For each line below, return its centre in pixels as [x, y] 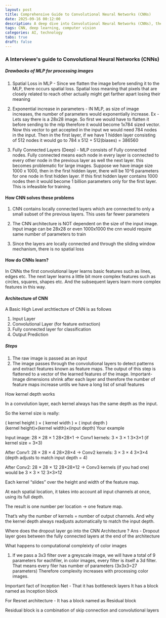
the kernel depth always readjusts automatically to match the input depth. [80, 521]
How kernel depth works [30, 394]
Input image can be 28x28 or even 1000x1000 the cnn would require [82, 229]
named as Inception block [31, 591]
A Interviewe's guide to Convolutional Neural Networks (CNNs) [82, 59]
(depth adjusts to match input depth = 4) [46, 458]
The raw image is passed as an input [50, 358]
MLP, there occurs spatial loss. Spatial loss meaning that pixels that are [84, 88]
